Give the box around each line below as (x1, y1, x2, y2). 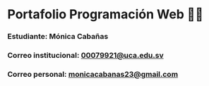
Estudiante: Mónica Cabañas (7, 32, 109, 42)
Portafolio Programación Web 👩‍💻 (7, 6, 203, 23)
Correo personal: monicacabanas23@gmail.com (7, 69, 179, 79)
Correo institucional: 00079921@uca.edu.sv (7, 51, 164, 61)
